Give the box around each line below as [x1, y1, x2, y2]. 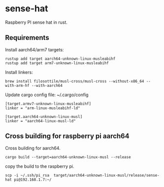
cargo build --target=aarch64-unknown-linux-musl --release [5, 154, 131, 159]
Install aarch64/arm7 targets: [5, 46, 64, 52]
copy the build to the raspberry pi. [5, 163, 74, 169]
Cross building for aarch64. [5, 145, 61, 151]
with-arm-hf [5, 83, 30, 88]
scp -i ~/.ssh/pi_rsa [5, 173, 50, 178]
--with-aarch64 [31, 83, 63, 88]
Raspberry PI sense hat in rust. [5, 19, 68, 25]
